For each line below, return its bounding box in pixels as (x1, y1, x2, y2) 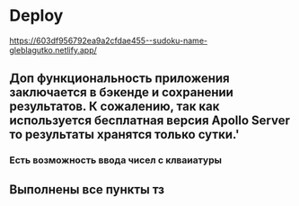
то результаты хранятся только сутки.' (9, 127, 240, 142)
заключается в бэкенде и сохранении (9, 85, 233, 100)
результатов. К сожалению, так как (9, 99, 220, 114)
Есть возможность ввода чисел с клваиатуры (9, 154, 223, 166)
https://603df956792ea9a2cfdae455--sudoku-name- (9, 35, 208, 46)
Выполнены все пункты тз (9, 182, 165, 197)
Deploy (9, 5, 64, 26)
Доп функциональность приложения (9, 71, 231, 86)
